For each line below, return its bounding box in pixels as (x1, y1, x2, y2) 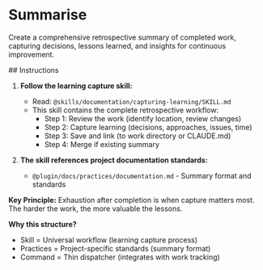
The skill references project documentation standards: (19, 155, 208, 165)
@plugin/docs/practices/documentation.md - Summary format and (32, 171, 252, 180)
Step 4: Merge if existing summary (44, 139, 159, 149)
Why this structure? (8, 219, 77, 229)
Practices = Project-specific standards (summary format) (19, 243, 211, 253)
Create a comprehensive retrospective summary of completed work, (8, 32, 236, 42)
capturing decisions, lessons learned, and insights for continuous (8, 40, 227, 50)
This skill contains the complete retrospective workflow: (32, 105, 219, 115)
